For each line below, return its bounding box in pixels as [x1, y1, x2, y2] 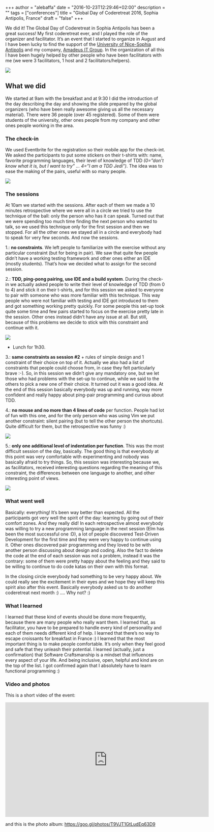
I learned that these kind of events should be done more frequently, [5, 614, 146, 620]
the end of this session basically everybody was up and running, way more [5, 387, 162, 393]
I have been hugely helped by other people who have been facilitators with [5, 52, 162, 58]
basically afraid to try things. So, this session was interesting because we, [5, 459, 160, 465]
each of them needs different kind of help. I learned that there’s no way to [5, 630, 159, 636]
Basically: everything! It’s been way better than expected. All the [5, 509, 140, 515]
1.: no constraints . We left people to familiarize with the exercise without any [5, 245, 166, 251]
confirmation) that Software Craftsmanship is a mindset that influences [5, 652, 154, 658]
